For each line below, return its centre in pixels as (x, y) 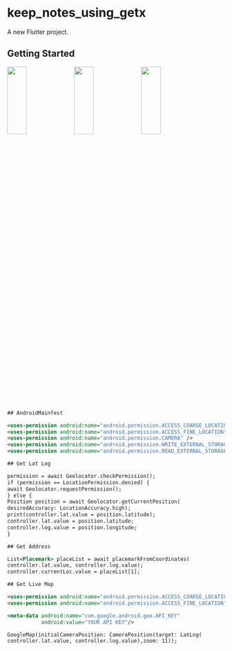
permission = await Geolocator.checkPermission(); (81, 476)
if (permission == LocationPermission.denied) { (78, 482)
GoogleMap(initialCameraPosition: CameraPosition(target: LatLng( (105, 634)
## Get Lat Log (29, 464)
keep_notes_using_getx (77, 13)
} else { (20, 495)
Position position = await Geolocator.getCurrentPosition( (94, 502)
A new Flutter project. (38, 32)
